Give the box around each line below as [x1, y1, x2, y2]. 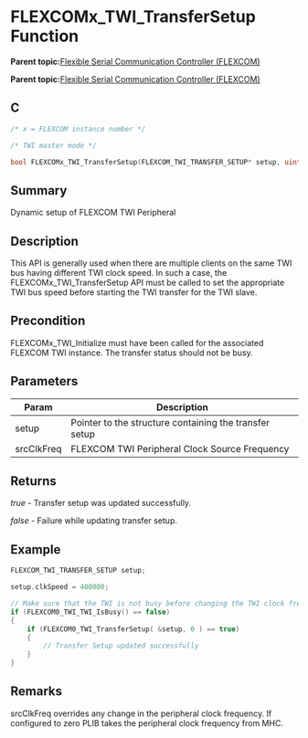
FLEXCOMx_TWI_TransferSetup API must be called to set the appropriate [10, 277, 285, 288]
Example [10, 542, 61, 557]
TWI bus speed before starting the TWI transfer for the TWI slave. [10, 287, 258, 298]
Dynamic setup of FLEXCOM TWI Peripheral [10, 207, 176, 218]
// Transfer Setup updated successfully [43, 641, 199, 650]
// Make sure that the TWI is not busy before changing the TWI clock [10, 599, 285, 608]
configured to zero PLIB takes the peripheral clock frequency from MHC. [10, 717, 284, 728]
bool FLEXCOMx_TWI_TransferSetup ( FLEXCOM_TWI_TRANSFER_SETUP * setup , [10, 157, 281, 166]
